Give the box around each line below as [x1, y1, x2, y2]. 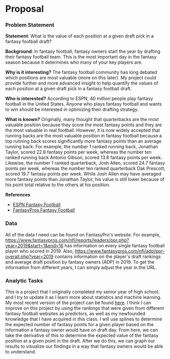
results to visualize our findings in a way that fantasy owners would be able [5, 343, 163, 349]
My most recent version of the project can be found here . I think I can [5, 300, 152, 306]
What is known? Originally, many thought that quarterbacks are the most [5, 116, 159, 123]
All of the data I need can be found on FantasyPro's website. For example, [5, 231, 161, 237]
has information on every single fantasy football [64, 242, 165, 249]
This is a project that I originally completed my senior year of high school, [5, 289, 160, 295]
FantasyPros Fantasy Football [12, 207, 75, 213]
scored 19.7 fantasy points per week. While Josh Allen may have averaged [5, 171, 162, 177]
